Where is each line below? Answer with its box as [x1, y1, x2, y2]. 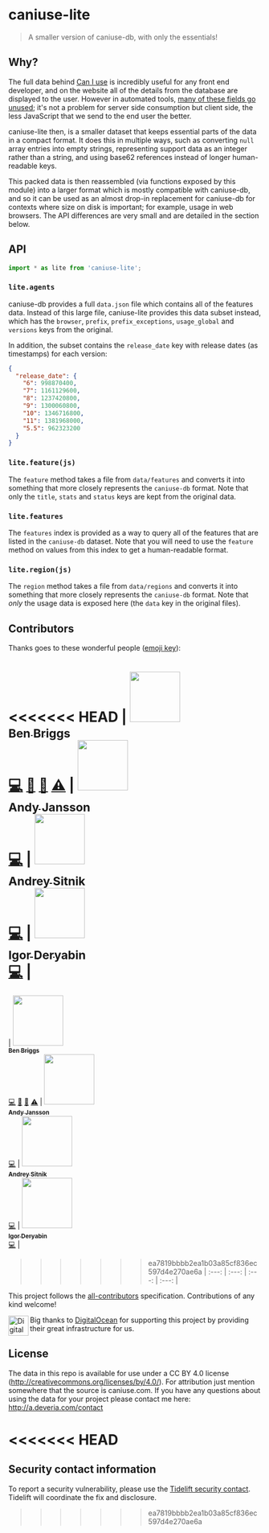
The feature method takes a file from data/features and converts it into [8, 475, 246, 484]
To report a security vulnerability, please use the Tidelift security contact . [8, 1484, 251, 1494]
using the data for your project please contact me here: [8, 1394, 191, 1404]
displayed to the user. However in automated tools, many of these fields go [8, 94, 256, 104]
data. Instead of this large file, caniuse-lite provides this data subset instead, [8, 307, 261, 317]
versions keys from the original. [8, 324, 114, 335]
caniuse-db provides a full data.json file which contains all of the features [8, 299, 254, 309]
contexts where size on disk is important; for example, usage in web [8, 202, 234, 212]
